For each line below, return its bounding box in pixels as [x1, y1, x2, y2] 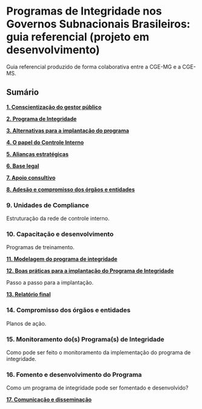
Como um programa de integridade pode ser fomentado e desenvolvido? [6, 384, 189, 391]
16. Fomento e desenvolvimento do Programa [6, 370, 143, 379]
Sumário [6, 87, 39, 98]
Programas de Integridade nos [6, 4, 162, 18]
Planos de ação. [6, 320, 47, 327]
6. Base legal [6, 162, 39, 170]
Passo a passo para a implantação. [6, 279, 94, 286]
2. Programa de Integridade [6, 115, 77, 122]
